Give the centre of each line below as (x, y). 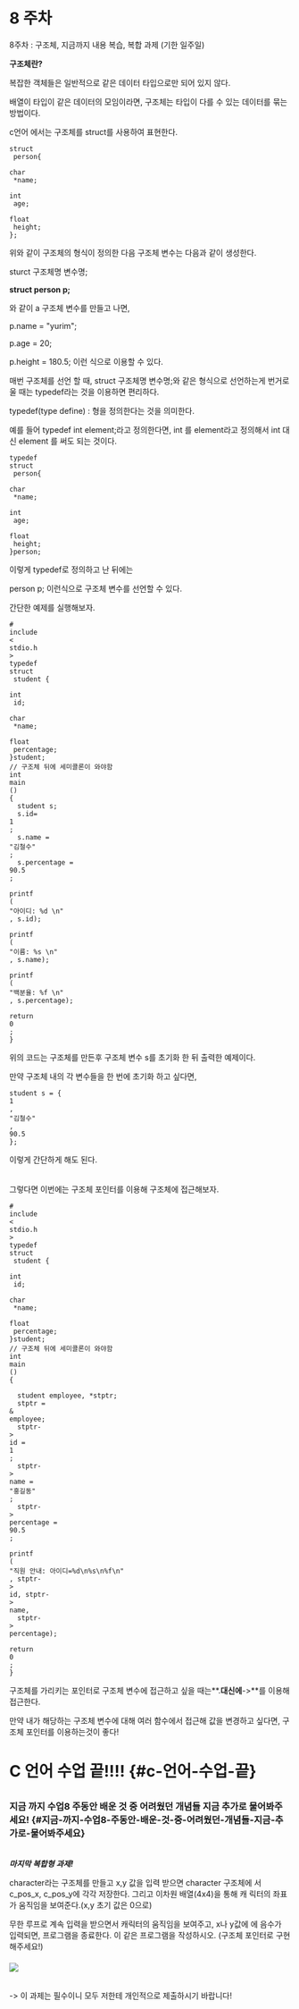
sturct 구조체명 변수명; (49, 271)
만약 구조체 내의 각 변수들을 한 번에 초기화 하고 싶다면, (103, 1076)
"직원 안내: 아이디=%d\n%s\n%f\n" (67, 1571)
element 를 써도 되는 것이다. (68, 441)
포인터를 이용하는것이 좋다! (72, 1732)
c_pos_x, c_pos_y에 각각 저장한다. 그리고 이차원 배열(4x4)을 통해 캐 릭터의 (140, 1894)
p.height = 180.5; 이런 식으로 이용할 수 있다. (86, 361)
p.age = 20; (30, 343)
